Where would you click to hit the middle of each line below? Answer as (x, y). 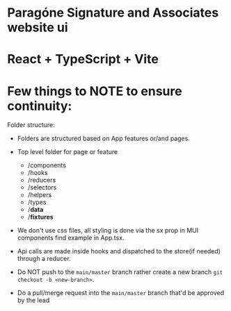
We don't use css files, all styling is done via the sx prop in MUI (108, 230)
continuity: (40, 106)
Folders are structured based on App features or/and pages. (103, 138)
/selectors (42, 187)
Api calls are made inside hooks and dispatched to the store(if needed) (119, 251)
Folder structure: (31, 125)
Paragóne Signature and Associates (113, 13)
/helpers (40, 195)
